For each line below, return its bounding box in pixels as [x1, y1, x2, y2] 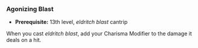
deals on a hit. [6, 37, 42, 44]
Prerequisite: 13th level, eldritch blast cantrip [14, 19, 128, 26]
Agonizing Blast [6, 5, 54, 13]
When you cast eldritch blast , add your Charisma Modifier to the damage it [6, 30, 192, 37]
